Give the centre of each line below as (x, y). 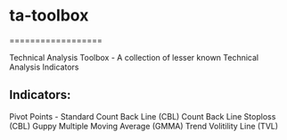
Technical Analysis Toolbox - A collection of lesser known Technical (134, 57)
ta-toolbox (49, 16)
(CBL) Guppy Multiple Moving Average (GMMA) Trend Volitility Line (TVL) (144, 126)
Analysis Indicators (44, 67)
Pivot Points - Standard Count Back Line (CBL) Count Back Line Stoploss (143, 116)
